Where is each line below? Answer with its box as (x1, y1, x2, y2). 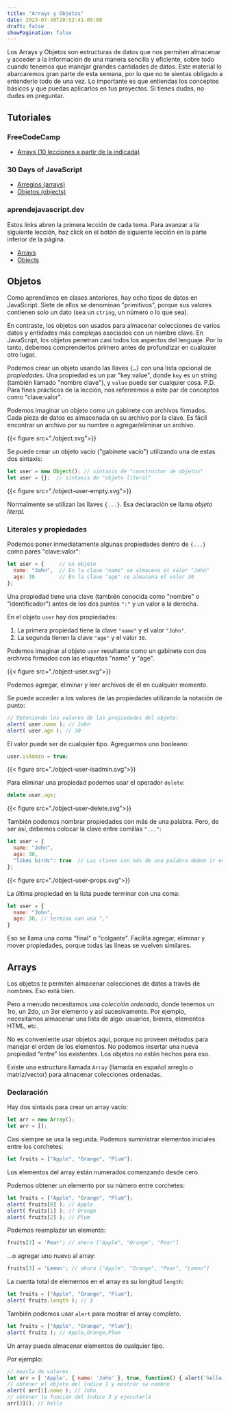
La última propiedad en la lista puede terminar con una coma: (7, 889, 180, 897)
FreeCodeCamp (7, 132, 61, 141)
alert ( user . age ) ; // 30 (7, 727, 81, 734)
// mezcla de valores (7, 1368, 69, 1375)
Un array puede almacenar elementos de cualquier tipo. (7, 1342, 164, 1350)
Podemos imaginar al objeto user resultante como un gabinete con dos (7, 646, 207, 655)
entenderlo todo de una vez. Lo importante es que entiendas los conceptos (7, 77, 219, 86)
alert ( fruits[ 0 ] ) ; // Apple (7, 1201, 94, 1208)
